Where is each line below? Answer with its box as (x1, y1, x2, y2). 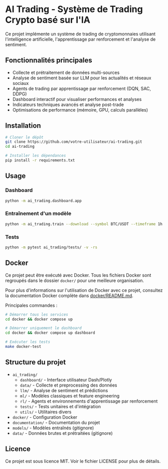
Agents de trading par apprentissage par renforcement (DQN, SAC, (12, 85, 151, 91)
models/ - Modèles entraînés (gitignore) (12, 425, 94, 431)
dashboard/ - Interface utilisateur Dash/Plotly (20, 377, 112, 383)
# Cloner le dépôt (5, 135, 44, 140)
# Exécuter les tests (5, 339, 51, 345)
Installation (5, 122, 41, 130)
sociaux (12, 80, 29, 86)
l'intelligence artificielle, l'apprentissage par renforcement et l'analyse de (5, 36, 156, 42)
